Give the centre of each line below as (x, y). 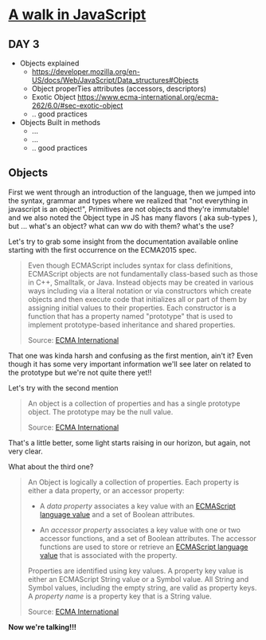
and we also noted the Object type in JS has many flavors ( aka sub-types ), (133, 218)
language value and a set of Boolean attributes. (117, 514)
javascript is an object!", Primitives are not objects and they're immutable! (129, 209)
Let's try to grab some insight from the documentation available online (123, 241)
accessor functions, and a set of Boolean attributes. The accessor (148, 538)
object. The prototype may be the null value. (100, 411)
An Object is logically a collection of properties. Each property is (133, 482)
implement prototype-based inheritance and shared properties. (131, 324)
